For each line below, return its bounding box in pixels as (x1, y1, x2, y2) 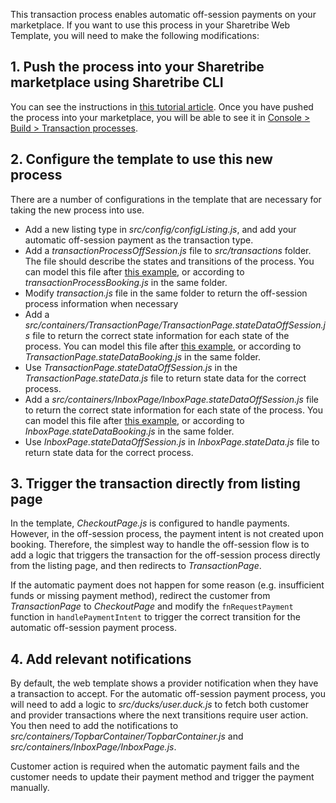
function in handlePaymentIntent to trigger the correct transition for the (10, 611, 301, 623)
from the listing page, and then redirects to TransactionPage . (10, 560, 262, 572)
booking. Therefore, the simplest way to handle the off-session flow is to (10, 539, 310, 551)
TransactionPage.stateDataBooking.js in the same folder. (24, 350, 261, 363)
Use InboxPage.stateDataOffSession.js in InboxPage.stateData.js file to (24, 435, 320, 448)
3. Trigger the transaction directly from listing (10, 475, 301, 493)
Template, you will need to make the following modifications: (10, 30, 260, 41)
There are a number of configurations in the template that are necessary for (10, 193, 322, 205)
